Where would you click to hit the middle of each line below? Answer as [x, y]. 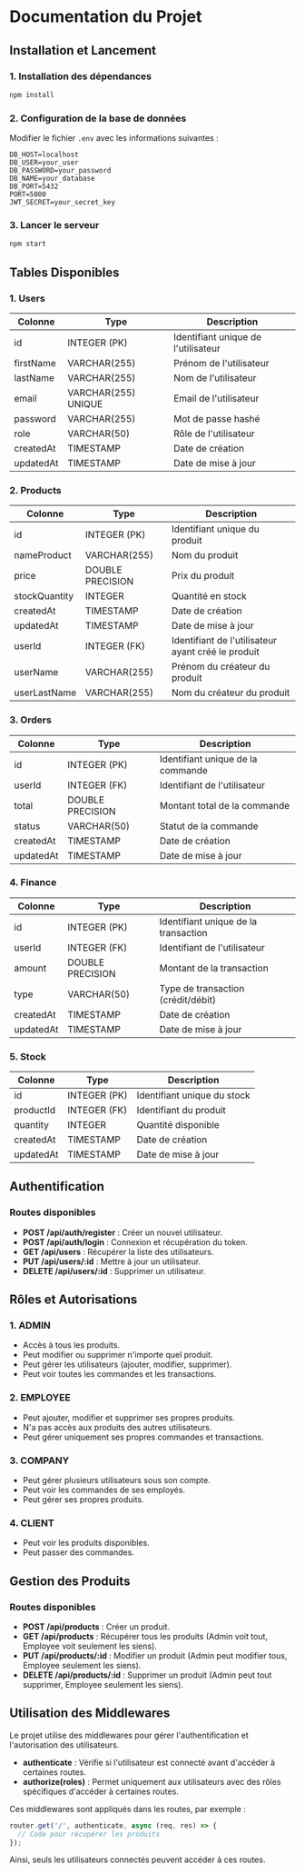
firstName [35, 363]
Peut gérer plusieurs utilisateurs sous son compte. [116, 1480]
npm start [28, 244]
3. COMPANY [39, 1460]
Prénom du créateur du [221, 667]
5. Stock [28, 1056]
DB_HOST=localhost [44, 155]
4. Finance [33, 882]
